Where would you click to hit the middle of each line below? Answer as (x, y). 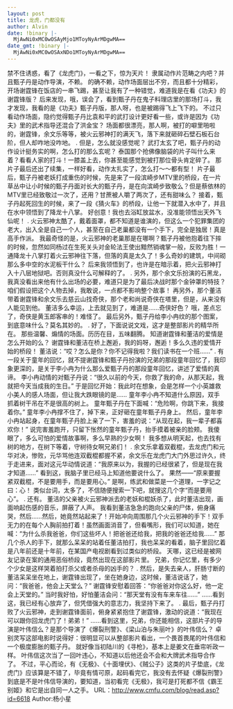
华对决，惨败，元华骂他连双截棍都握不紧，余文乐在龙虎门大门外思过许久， (113, 455)
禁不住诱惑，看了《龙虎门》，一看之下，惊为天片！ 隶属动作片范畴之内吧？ (113, 73)
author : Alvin (28, 26)
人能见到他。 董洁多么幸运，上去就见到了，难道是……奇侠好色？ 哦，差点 (112, 307)
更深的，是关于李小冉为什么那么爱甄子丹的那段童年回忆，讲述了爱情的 (113, 368)
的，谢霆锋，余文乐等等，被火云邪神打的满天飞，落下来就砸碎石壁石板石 (110, 133)
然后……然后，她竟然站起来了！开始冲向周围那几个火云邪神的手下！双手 (122, 516)
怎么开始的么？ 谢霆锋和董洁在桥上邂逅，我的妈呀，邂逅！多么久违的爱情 (111, 342)
